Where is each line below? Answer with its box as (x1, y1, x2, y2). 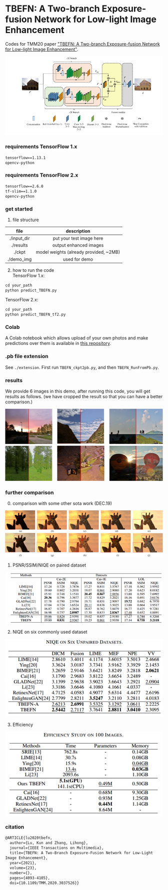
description (65, 228, 90, 234)
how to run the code (12, 267, 54, 273)
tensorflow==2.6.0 (5, 184, 43, 189)
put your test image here (52, 235, 103, 241)
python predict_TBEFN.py (5, 288, 57, 293)
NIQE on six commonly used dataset (12, 629, 87, 635)
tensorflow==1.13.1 (5, 155, 46, 160)
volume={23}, (9, 865, 37, 870)
